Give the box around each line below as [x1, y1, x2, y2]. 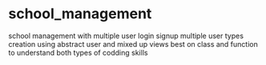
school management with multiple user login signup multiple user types [8, 31, 244, 40]
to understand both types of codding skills [8, 48, 148, 57]
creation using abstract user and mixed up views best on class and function [8, 39, 258, 48]
